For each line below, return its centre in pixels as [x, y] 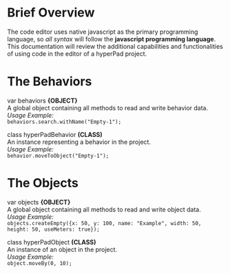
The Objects [43, 183]
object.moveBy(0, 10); [40, 263]
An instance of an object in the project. [62, 249]
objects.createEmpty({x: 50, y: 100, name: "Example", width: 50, [104, 223]
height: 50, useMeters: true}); [53, 229]
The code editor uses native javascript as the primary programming [103, 32]
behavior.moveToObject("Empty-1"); [58, 156]
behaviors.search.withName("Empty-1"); [64, 122]
